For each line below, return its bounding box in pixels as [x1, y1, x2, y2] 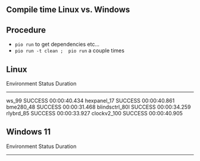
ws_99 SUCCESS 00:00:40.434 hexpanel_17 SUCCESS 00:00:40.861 [6, 97, 175, 105]
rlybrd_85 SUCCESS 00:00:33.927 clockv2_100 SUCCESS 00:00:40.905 [6, 110, 183, 117]
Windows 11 [6, 127, 51, 137]
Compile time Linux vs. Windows [6, 5, 130, 15]
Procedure [6, 25, 46, 35]
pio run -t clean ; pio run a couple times [14, 47, 125, 54]
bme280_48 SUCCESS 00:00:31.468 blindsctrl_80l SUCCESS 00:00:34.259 [6, 103, 191, 111]
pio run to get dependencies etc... [14, 41, 100, 48]
